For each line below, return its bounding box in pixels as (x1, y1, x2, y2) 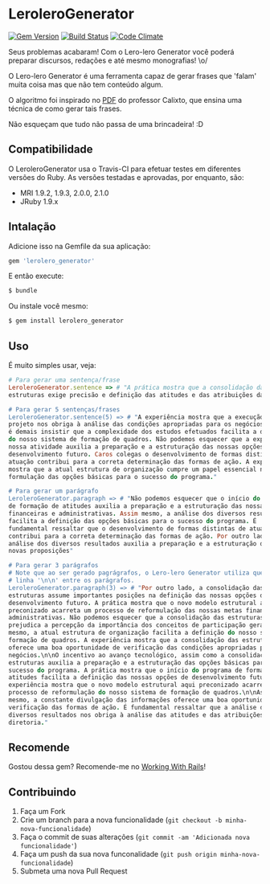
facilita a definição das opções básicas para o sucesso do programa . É (8, 517, 257, 525)
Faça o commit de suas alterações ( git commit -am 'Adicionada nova (19, 833, 251, 842)
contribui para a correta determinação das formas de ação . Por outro (8, 532, 250, 540)
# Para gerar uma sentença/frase (8, 376, 121, 384)
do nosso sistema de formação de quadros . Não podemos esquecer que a (8, 436, 250, 444)
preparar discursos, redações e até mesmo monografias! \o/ (8, 55, 208, 65)
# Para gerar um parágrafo (8, 487, 99, 495)
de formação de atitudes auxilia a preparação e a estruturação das (8, 502, 243, 510)
